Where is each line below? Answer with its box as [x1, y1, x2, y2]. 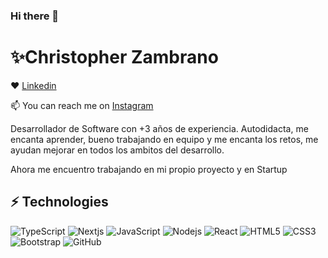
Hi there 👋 [10, 9, 60, 23]
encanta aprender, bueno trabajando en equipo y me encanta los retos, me [10, 133, 319, 145]
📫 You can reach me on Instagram [10, 99, 154, 111]
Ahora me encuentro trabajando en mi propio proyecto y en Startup [10, 163, 288, 175]
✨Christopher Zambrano [10, 46, 219, 69]
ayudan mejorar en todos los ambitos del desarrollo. [10, 144, 225, 156]
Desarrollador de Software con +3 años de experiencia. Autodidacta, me [10, 122, 309, 134]
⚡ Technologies [10, 194, 109, 211]
